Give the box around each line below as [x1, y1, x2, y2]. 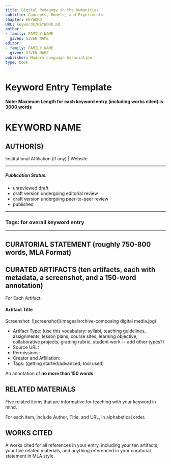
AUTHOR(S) [5, 142, 44, 151]
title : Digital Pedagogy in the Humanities [5, 7, 99, 13]
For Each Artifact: [5, 295, 42, 301]
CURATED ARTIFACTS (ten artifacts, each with [5, 265, 156, 274]
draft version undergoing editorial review [12, 190, 98, 197]
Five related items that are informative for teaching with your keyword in [5, 399, 156, 405]
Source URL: [12, 344, 39, 350]
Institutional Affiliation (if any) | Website [5, 156, 88, 162]
